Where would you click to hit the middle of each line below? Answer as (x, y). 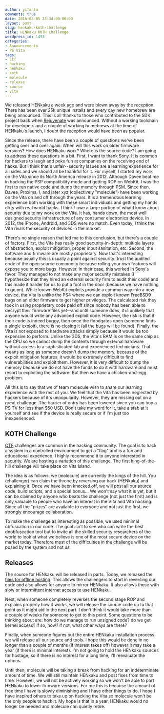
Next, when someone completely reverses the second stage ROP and (75, 599)
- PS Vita (15, 50)
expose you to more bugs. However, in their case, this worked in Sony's (77, 269)
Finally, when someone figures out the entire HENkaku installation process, (81, 635)
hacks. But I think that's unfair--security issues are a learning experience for (82, 166)
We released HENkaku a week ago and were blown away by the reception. (80, 105)
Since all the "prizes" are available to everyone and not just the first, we (77, 507)
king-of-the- (143, 461)
